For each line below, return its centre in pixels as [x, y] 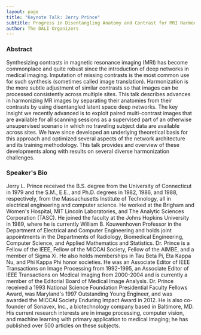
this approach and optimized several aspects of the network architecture [96, 139]
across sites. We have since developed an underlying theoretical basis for [97, 132]
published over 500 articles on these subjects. [63, 325]
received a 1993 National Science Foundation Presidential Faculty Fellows [97, 287]
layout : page [22, 12]
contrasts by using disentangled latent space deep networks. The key [92, 107]
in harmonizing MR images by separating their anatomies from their [89, 100]
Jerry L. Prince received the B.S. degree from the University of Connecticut [99, 186]
